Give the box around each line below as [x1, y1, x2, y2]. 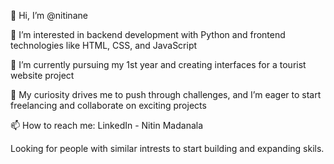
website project [10, 70, 75, 81]
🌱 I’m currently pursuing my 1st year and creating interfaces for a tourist [10, 59, 307, 70]
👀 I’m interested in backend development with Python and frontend [10, 29, 286, 40]
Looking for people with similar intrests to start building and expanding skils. [10, 143, 325, 154]
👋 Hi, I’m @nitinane [10, 10, 88, 21]
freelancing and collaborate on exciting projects [10, 100, 207, 111]
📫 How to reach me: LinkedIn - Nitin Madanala [10, 120, 204, 131]
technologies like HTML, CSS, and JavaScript [10, 40, 198, 51]
